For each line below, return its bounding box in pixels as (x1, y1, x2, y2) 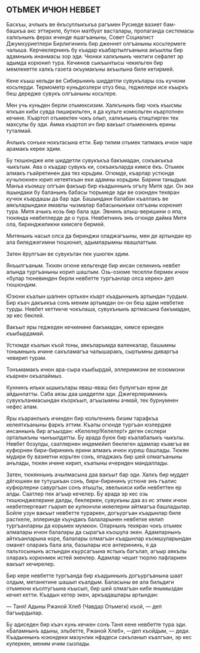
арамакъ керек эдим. (6, 145, 62, 152)
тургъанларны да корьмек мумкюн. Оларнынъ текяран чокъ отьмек (6, 522, 183, 529)
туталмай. (6, 127, 32, 134)
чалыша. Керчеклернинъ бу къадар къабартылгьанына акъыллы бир (6, 46, 184, 53)
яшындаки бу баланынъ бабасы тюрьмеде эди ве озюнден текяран (6, 189, 180, 196)
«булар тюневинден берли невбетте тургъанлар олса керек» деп (6, 275, 174, 282)
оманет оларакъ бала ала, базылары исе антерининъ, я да (6, 541, 157, 548)
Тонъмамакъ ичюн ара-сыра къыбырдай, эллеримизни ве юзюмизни (6, 366, 185, 373)
